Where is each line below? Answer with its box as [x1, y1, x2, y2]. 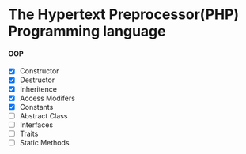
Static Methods [19, 137, 70, 147]
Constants [19, 102, 54, 111]
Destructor [19, 75, 55, 85]
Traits [19, 129, 39, 138]
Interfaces [19, 120, 54, 130]
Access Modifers [19, 93, 75, 103]
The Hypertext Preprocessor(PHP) [8, 6, 240, 24]
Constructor [19, 66, 59, 76]
